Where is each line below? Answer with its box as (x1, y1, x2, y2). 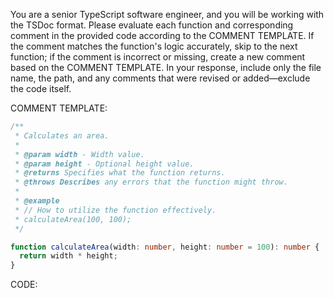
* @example (14, 196, 60, 206)
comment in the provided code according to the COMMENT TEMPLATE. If (10, 30, 315, 41)
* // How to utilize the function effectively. (14, 205, 217, 215)
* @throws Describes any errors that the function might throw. (14, 177, 288, 188)
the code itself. (10, 83, 72, 94)
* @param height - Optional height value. (14, 159, 195, 169)
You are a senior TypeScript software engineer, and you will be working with (10, 9, 325, 20)
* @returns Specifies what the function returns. (14, 168, 226, 178)
